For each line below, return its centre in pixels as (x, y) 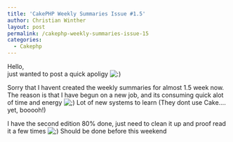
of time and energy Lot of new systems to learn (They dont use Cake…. (116, 102)
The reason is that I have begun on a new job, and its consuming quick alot (115, 95)
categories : (25, 40)
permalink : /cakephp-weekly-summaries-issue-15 (78, 33)
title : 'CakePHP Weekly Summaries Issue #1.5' (76, 14)
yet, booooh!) (27, 110)
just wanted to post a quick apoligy (58, 74)
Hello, (16, 66)
